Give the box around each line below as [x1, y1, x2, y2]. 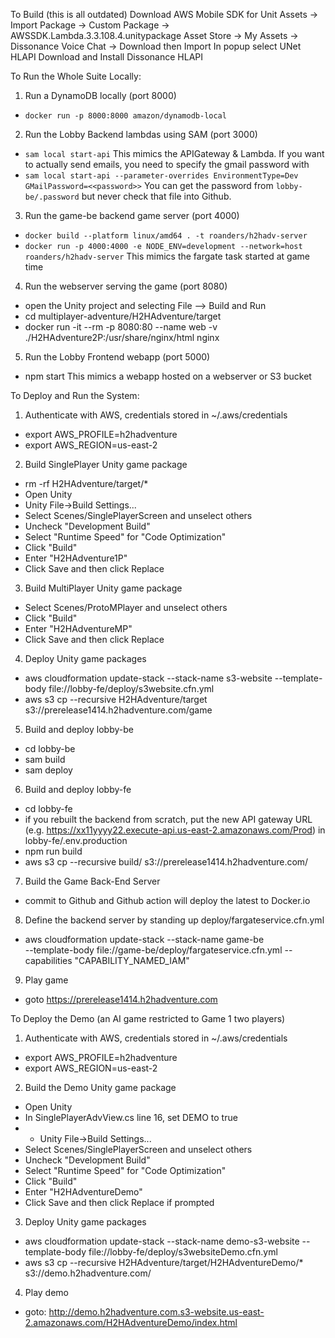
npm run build [24, 845, 83, 857]
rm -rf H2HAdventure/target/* [24, 478, 149, 489]
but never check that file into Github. [81, 190, 232, 202]
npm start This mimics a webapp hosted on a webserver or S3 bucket [24, 370, 312, 382]
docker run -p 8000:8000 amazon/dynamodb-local [24, 111, 227, 121]
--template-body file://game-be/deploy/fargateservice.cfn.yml [24, 944, 283, 956]
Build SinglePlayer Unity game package [24, 459, 188, 470]
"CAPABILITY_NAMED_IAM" [74, 955, 190, 966]
